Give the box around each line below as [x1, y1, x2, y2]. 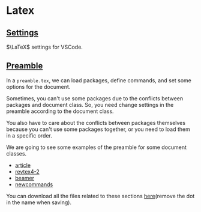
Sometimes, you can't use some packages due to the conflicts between [6, 94, 184, 102]
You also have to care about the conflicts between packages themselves [6, 119, 186, 126]
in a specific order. [6, 132, 53, 139]
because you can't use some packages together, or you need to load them [6, 126, 191, 133]
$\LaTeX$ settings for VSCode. [6, 43, 83, 50]
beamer [14, 174, 35, 181]
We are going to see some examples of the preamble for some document [6, 144, 187, 151]
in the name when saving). [6, 199, 72, 206]
